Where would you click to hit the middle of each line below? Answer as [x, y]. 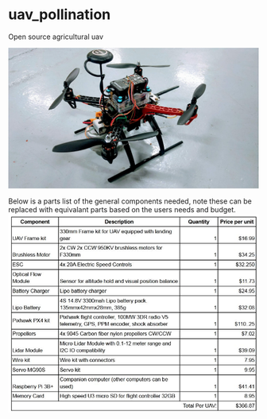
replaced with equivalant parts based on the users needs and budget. [122, 210]
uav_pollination [60, 15]
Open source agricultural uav [56, 37]
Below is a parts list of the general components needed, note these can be [130, 201]
